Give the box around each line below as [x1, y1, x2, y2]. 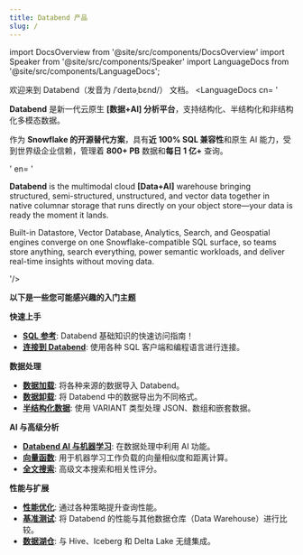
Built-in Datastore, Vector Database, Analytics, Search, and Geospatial [9, 227, 271, 237]
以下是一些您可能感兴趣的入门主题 [9, 291, 136, 302]
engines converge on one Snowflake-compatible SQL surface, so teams [9, 236, 277, 247]
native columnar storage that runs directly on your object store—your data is [9, 199, 293, 210]
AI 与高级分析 [9, 421, 60, 432]
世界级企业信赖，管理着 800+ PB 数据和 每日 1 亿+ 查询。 [16, 145, 228, 156]
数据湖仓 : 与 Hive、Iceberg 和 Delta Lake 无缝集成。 [22, 535, 216, 546]
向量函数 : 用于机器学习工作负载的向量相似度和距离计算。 [22, 452, 233, 463]
